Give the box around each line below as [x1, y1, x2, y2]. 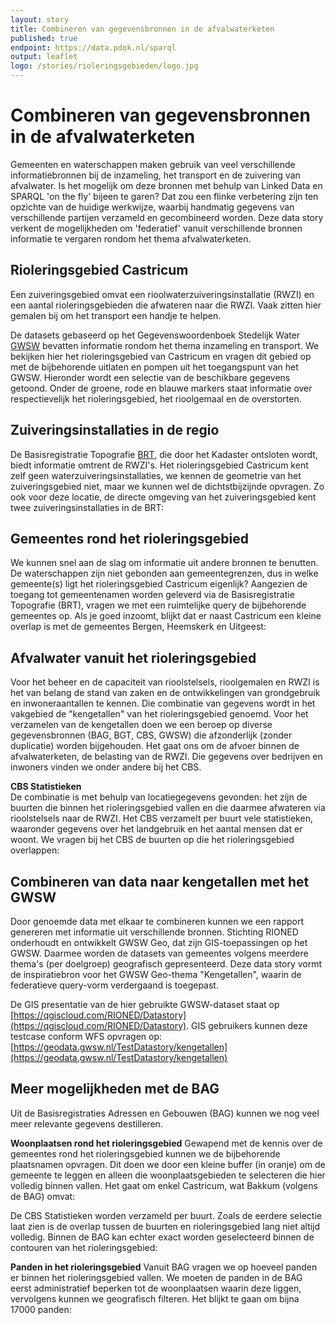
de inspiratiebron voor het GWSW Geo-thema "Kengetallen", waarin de [10, 969, 302, 980]
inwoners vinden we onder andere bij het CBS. [10, 761, 202, 773]
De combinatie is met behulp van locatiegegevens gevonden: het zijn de [10, 791, 308, 803]
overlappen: [10, 844, 60, 856]
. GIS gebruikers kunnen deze [186, 1020, 308, 1031]
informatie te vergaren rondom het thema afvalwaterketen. [10, 232, 252, 245]
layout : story [10, 14, 70, 25]
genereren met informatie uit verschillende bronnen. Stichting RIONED [10, 926, 299, 938]
